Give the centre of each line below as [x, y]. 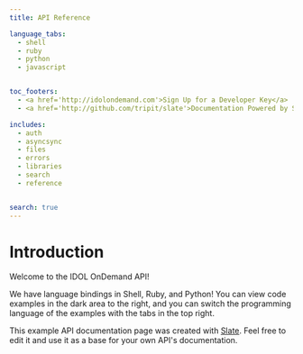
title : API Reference [50, 18]
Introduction [57, 252]
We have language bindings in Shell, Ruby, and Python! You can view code [148, 295]
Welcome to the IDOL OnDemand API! [80, 277]
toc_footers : [34, 92]
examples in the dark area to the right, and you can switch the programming [150, 304]
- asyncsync [40, 141]
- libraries [40, 167]
